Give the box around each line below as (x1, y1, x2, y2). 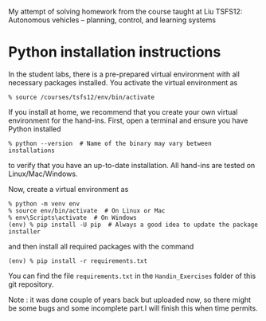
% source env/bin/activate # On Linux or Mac (8, 206, 166, 214)
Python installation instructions (8, 43, 221, 61)
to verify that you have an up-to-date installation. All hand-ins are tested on (8, 160, 256, 170)
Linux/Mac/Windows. (8, 169, 78, 178)
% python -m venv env (8, 199, 80, 208)
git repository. (8, 279, 54, 289)
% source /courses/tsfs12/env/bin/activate (8, 93, 155, 101)
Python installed (8, 123, 61, 134)
